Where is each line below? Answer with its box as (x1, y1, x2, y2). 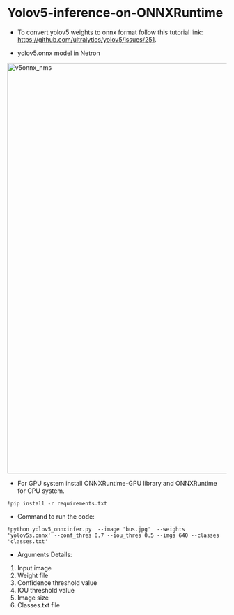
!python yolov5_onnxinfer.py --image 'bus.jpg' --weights (7, 526, 186, 533)
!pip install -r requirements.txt (7, 500, 108, 507)
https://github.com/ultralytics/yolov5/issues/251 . (17, 35, 157, 43)
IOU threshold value (17, 586, 75, 594)
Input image (17, 563, 52, 572)
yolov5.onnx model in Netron (17, 49, 100, 57)
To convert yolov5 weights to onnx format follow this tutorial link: (17, 28, 203, 36)
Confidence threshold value (17, 578, 97, 587)
